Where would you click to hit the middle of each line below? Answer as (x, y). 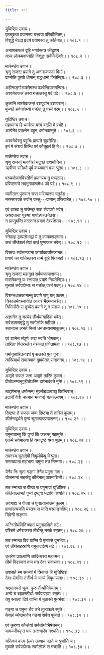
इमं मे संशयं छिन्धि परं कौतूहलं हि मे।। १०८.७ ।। (45, 146)
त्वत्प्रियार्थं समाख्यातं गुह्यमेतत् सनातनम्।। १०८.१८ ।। (49, 360)
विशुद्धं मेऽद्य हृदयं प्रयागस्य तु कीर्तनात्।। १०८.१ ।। (47, 40)
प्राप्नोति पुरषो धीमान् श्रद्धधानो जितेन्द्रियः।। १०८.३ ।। (48, 77)
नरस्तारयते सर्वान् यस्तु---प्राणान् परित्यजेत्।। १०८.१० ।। (53, 199)
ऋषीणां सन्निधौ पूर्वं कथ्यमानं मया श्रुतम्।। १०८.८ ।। (47, 168)
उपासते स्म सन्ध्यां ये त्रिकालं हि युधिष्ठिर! (36, 572)
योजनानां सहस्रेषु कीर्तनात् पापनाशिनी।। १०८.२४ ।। (48, 477)
